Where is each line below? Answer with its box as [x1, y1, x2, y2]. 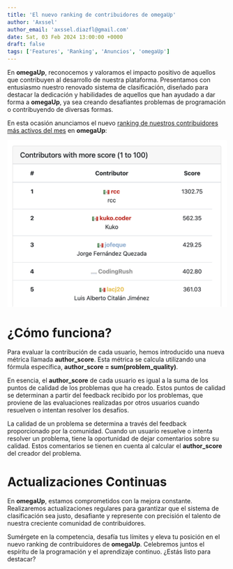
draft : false [7, 41, 45, 48]
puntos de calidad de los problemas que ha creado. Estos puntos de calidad [7, 384, 225, 392]
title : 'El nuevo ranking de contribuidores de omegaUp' [7, 11, 176, 18]
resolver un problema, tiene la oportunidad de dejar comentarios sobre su [7, 434, 220, 443]
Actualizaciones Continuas [7, 474, 167, 489]
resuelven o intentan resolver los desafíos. [7, 406, 129, 415]
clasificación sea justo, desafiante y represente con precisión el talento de [7, 512, 221, 520]
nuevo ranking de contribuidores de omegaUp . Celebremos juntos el [7, 540, 204, 549]
